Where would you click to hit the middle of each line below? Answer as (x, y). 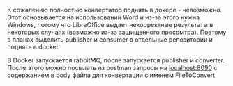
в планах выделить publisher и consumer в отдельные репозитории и (110, 40)
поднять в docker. (34, 47)
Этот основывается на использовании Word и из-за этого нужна (104, 17)
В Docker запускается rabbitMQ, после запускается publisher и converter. (116, 60)
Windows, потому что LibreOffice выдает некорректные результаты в (110, 25)
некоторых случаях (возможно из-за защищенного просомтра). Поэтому (117, 32)
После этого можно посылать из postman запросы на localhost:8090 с (112, 68)
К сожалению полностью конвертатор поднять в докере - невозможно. (115, 10)
